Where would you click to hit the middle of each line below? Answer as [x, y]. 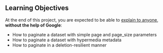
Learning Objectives [37, 8]
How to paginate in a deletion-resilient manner [60, 45]
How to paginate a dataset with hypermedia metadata [67, 40]
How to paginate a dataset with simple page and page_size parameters [84, 34]
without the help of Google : [34, 25]
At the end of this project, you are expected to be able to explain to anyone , [82, 20]
